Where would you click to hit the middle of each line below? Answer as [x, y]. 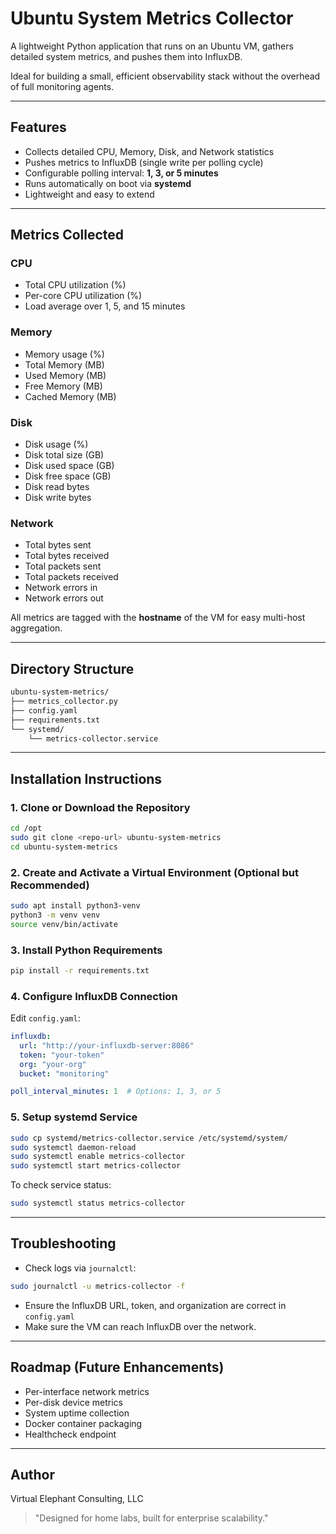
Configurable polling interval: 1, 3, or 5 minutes [121, 173]
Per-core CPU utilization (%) [83, 296]
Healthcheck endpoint [70, 1434]
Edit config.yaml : [45, 1018]
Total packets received [71, 577]
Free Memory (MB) [63, 386]
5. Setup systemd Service [74, 1117]
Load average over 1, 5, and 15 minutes [105, 306]
